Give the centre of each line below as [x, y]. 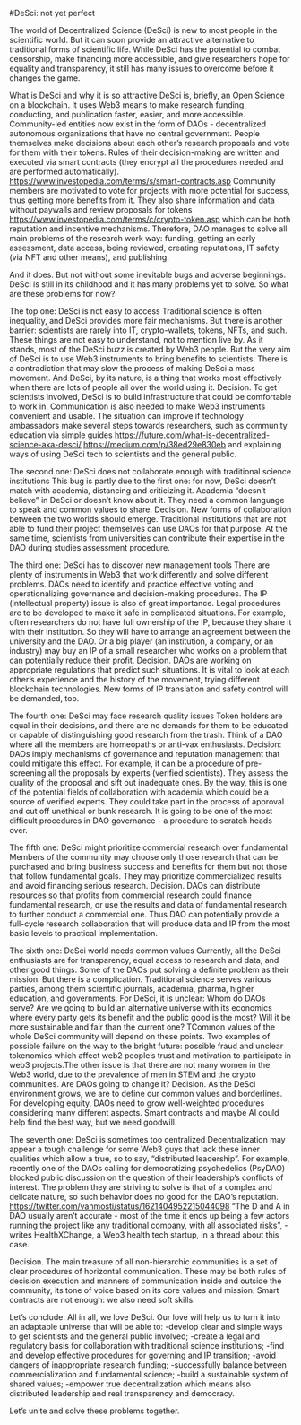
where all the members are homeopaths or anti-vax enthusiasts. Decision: [146, 744]
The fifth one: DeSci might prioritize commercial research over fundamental [149, 847]
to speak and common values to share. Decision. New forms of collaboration [150, 509]
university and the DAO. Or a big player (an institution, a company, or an [142, 641]
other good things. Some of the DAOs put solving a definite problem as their [149, 969]
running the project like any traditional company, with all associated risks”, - [149, 1225]
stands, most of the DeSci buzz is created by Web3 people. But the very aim [150, 349]
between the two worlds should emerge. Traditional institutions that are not [148, 519]
